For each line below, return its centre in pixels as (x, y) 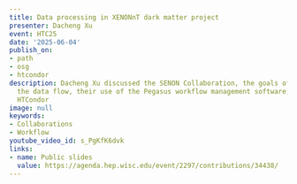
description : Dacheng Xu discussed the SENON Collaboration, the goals (144, 83)
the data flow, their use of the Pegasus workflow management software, (154, 91)
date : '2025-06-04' (45, 42)
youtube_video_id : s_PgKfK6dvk (67, 141)
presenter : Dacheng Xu (51, 26)
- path (21, 58)
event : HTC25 (33, 34)
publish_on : (31, 50)
